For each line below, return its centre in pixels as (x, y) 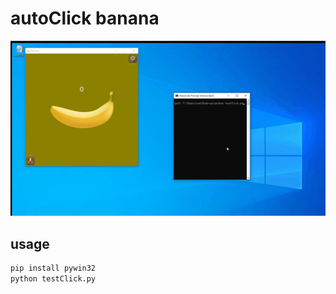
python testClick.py (53, 279)
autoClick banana (85, 18)
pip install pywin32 (53, 268)
